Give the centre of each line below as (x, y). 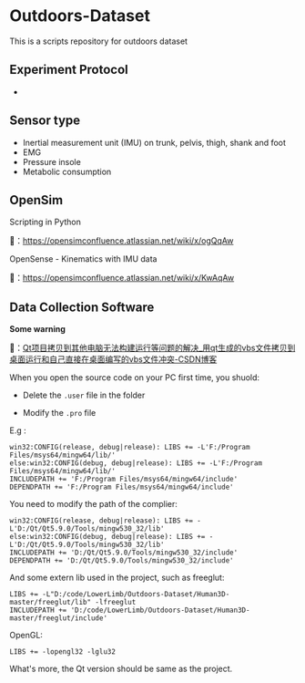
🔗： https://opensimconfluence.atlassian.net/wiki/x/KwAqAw (122, 278)
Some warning (38, 329)
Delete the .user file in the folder (84, 395)
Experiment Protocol (69, 70)
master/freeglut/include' (58, 618)
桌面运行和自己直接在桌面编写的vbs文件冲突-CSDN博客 (113, 359)
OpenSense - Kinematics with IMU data (83, 259)
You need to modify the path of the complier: (93, 504)
